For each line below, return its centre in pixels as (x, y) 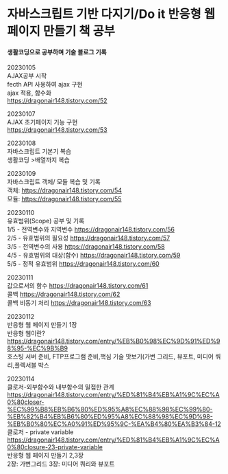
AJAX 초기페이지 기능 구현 (42, 122)
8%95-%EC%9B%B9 (38, 348)
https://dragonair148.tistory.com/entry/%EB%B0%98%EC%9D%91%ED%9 (114, 341)
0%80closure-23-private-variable (55, 447)
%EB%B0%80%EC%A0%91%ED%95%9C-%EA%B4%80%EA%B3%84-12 (114, 424)
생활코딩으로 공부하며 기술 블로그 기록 (57, 52)
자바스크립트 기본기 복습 (39, 151)
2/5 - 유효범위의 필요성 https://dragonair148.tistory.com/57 (89, 238)
